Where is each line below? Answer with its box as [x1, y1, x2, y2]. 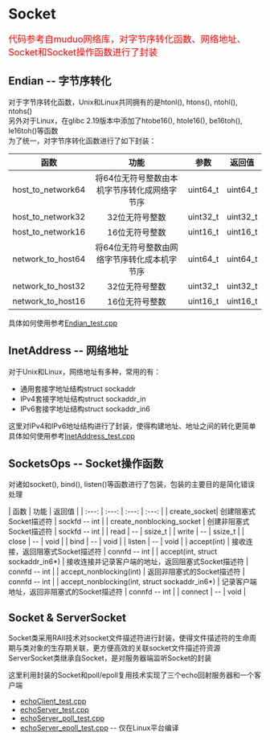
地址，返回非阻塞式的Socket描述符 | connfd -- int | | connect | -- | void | [8, 587, 247, 597]
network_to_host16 [12, 295, 86, 306]
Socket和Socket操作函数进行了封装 [8, 46, 158, 58]
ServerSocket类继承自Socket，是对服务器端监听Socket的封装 [8, 653, 212, 663]
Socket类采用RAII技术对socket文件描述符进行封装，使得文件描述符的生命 [8, 633, 250, 643]
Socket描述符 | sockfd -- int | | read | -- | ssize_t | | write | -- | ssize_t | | [8, 527, 245, 537]
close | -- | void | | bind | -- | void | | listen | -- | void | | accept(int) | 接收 [8, 537, 247, 546]
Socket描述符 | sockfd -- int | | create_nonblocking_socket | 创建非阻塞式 [8, 517, 250, 526]
